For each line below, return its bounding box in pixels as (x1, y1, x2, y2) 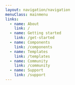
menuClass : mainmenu (5, 12, 48, 17)
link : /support (14, 72, 46, 77)
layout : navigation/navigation (5, 7, 70, 12)
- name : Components (9, 40, 50, 45)
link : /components (14, 44, 52, 49)
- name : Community (9, 58, 48, 63)
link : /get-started (14, 35, 55, 40)
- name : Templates (9, 49, 48, 54)
